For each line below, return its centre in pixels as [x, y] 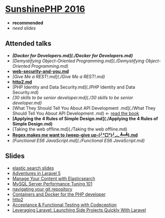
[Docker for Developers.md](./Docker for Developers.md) [73, 55]
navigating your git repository [42, 189]
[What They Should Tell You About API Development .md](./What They [84, 108]
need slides [24, 28]
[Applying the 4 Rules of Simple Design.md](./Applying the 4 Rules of [85, 118]
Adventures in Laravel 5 [36, 173]
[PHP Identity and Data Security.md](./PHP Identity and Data [74, 87]
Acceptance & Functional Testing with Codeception [64, 205]
